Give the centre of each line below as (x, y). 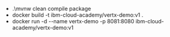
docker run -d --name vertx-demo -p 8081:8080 (73, 21)
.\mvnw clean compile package (52, 9)
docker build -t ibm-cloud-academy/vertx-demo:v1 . (78, 15)
